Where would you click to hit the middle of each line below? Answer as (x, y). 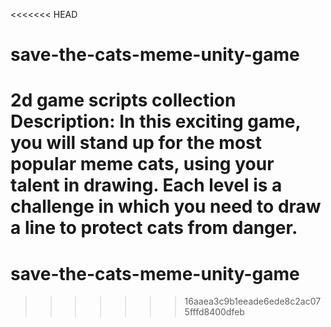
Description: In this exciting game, (155, 121)
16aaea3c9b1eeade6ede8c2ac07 (253, 301)
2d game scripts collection (123, 100)
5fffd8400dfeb (214, 312)
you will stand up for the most (136, 143)
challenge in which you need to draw (166, 206)
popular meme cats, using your (142, 164)
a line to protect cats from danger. (154, 228)
